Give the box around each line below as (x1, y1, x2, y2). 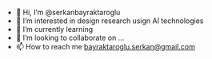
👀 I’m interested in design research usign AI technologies (15, 16, 204, 26)
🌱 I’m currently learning (15, 25, 94, 33)
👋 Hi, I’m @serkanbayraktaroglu (15, 8, 121, 17)
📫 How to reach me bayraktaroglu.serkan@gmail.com (15, 42, 196, 51)
